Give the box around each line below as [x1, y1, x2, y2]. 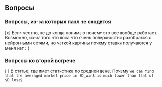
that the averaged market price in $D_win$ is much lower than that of [5, 73, 154, 78]
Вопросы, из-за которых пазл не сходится [5, 18, 111, 25]
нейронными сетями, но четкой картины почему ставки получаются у [5, 40, 152, 46]
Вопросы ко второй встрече [5, 57, 76, 64]
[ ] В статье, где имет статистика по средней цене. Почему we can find [5, 68, 154, 74]
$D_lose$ [5, 77, 23, 82]
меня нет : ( [5, 45, 29, 51]
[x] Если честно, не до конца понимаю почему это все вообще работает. [5, 29, 158, 35]
